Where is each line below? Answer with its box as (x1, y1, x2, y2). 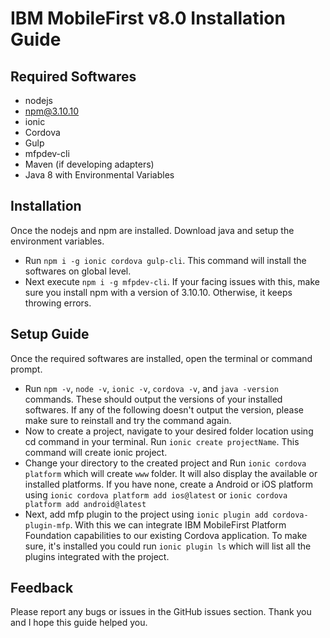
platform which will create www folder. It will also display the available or (24, 467, 318, 479)
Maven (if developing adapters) (24, 158, 155, 170)
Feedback (10, 580, 74, 597)
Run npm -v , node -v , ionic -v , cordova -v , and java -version (24, 382, 279, 394)
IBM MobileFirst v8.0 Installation (10, 7, 286, 30)
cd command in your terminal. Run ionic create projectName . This (24, 435, 300, 447)
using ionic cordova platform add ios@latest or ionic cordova (24, 488, 288, 501)
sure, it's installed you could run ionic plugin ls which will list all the (24, 540, 312, 552)
